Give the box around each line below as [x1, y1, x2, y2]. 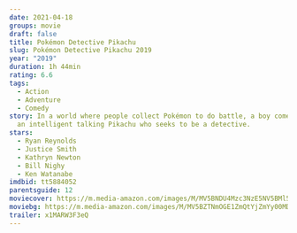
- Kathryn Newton [17, 152, 81, 162]
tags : [9, 79, 29, 88]
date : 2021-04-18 [9, 12, 73, 22]
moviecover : [9, 194, 53, 204]
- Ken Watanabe [17, 169, 73, 178]
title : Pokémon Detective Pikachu [9, 37, 137, 47]
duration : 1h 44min [9, 63, 81, 72]
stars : [9, 128, 34, 137]
